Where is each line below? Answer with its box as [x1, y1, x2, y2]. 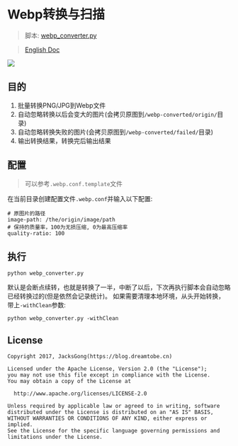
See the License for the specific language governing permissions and [7, 428, 220, 435]
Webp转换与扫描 [7, 6, 105, 23]
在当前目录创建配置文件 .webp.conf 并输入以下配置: [7, 194, 153, 202]
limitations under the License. [7, 433, 103, 441]
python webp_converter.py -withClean [7, 315, 119, 322]
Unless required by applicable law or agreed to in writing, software [7, 403, 220, 410]
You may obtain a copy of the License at [7, 378, 132, 385]
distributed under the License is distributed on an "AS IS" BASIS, [7, 408, 214, 416]
